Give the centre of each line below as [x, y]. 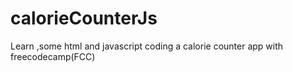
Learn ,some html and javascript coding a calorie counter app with [147, 46]
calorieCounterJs [84, 18]
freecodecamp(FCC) [53, 56]
